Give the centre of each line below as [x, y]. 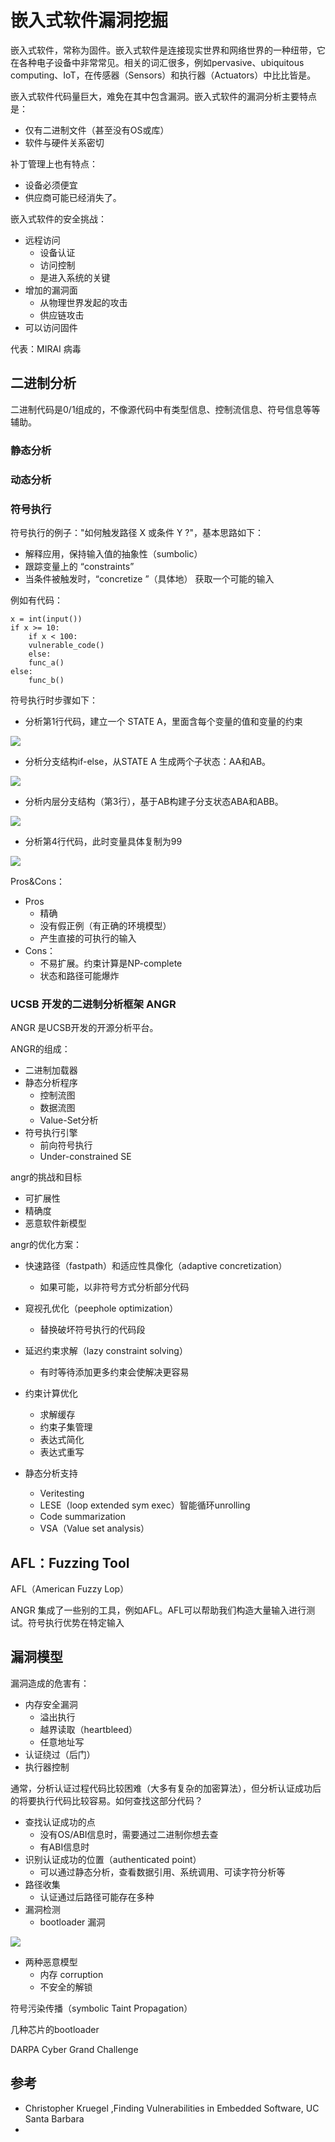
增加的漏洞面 [51, 290]
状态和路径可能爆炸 [79, 975]
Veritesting [62, 1493]
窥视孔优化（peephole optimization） [101, 1308]
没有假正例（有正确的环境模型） [105, 925]
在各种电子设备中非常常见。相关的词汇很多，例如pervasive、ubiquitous [157, 62]
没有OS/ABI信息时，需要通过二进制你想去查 [129, 1834]
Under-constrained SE [85, 1157]
